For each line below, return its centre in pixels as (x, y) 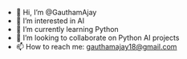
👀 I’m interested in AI (50, 21)
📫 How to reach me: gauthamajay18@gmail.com (96, 47)
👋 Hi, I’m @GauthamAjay (56, 12)
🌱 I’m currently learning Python (67, 29)
